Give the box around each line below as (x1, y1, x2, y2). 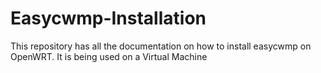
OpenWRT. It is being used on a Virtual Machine (10, 50, 208, 62)
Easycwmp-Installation (10, 7, 207, 30)
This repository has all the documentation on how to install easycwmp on (10, 40, 312, 52)
